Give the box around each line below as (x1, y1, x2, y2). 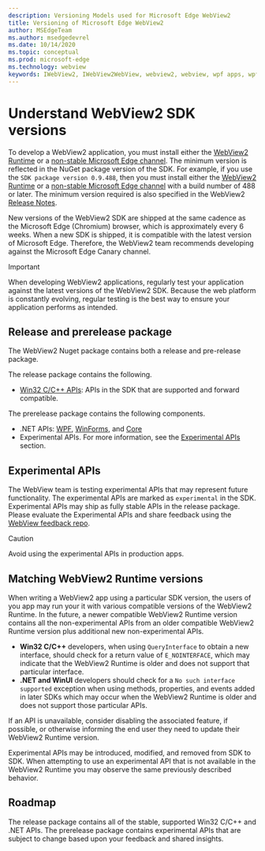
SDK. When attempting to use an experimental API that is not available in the (8, 756, 256, 766)
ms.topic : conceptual (8, 48, 80, 56)
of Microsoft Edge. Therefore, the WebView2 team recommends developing (8, 238, 254, 247)
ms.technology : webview (8, 63, 87, 71)
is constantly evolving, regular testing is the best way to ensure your (8, 294, 230, 303)
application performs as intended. (8, 302, 118, 312)
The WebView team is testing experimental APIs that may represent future (8, 485, 248, 495)
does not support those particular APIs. (19, 701, 147, 710)
